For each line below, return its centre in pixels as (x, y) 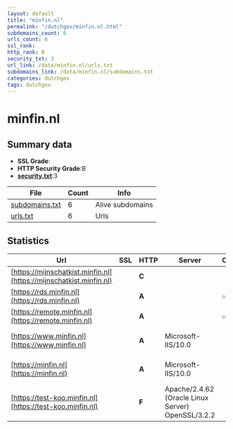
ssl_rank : (21, 46)
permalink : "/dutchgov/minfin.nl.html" (65, 26)
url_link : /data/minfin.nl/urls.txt (60, 65)
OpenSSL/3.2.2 (190, 415)
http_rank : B (26, 53)
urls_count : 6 (28, 40)
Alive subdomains (124, 205)
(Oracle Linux (187, 398)
